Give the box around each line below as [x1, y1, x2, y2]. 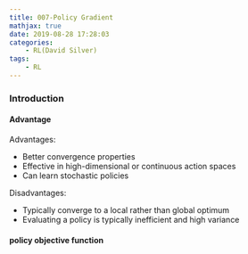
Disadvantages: [9, 188, 67, 198]
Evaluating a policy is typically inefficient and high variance [21, 215, 240, 225]
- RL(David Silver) [25, 46, 98, 55]
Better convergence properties [21, 152, 136, 161]
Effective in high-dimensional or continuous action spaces [21, 161, 236, 171]
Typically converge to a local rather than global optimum [21, 205, 230, 215]
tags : [9, 54, 29, 63]
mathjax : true [9, 21, 62, 30]
